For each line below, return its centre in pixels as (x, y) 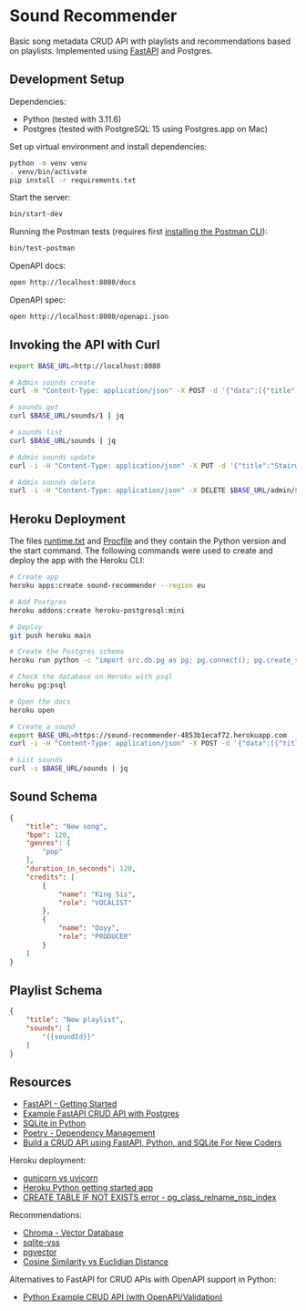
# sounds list (36, 433)
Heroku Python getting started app (87, 1188)
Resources (41, 1083)
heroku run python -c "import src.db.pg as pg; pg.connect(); (130, 661)
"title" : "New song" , (66, 826)
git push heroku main (51, 635)
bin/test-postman (42, 248)
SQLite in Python (54, 1123)
